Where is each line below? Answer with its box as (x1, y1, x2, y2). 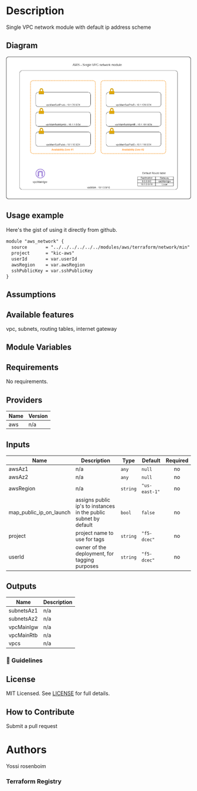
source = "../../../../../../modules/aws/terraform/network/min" (11, 244, 191, 250)
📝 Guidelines (6, 656, 43, 664)
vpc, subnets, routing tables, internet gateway (6, 325, 117, 333)
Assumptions (6, 290, 56, 300)
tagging (75, 556, 94, 563)
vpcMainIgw (8, 623, 39, 630)
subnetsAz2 (8, 615, 38, 622)
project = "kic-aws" (11, 250, 75, 256)
